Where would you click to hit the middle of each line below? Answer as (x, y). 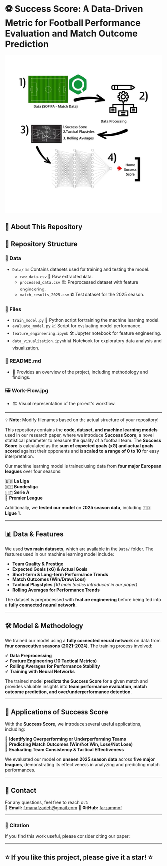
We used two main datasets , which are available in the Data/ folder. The (79, 549)
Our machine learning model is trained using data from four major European (83, 466)
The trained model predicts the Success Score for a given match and (77, 681)
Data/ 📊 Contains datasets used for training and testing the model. (81, 269)
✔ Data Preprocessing (29, 655)
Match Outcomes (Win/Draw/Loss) (49, 579)
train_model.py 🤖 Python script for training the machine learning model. (86, 320)
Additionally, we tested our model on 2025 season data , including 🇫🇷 (78, 507)
